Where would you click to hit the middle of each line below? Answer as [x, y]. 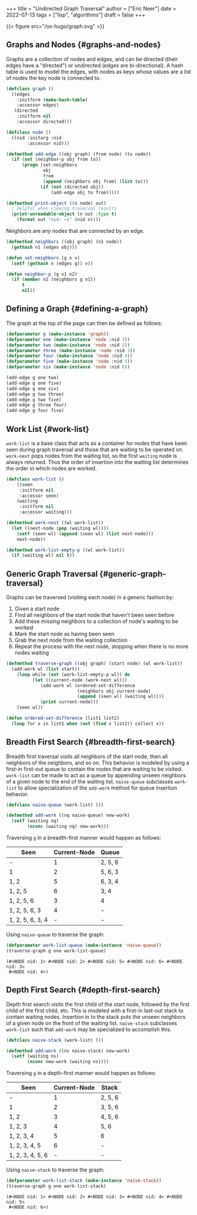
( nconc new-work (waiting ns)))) [68, 1062]
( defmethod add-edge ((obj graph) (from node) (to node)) [79, 154]
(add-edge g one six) [33, 389]
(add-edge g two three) [35, 394]
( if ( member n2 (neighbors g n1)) [54, 280]
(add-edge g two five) [34, 399]
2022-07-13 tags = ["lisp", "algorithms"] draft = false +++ [76, 15]
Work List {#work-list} [48, 429]
